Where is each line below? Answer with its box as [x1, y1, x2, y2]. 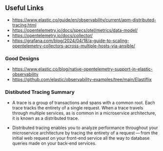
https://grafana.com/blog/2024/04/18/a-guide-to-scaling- [12, 38, 129, 43]
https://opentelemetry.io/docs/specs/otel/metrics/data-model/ [12, 27, 138, 33]
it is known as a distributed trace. [12, 115, 79, 121]
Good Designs [5, 55, 40, 62]
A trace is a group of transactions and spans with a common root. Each [12, 100, 155, 106]
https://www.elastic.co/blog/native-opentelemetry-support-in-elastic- [12, 66, 153, 72]
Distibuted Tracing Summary [5, 89, 75, 96]
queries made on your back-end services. [12, 140, 97, 146]
